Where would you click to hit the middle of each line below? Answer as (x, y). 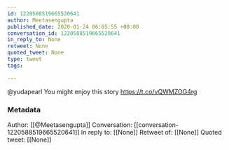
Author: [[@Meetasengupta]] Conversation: (70, 125)
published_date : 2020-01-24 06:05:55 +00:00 (73, 27)
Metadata (24, 110)
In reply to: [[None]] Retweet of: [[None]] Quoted (151, 132)
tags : (15, 66)
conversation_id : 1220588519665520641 (64, 33)
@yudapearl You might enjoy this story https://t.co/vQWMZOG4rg (102, 91)
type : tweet (25, 59)
